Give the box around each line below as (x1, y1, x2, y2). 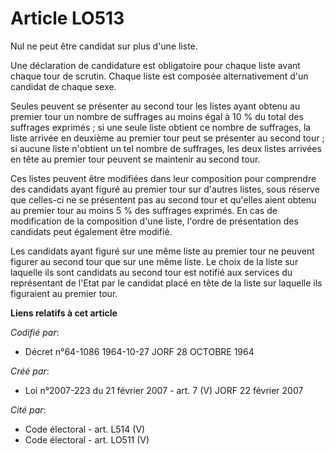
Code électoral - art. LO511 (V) (24, 433, 150, 446)
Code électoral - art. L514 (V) (24, 423, 146, 435)
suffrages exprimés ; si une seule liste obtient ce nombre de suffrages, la (10, 121, 312, 133)
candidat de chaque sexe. (10, 80, 117, 92)
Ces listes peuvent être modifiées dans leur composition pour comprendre (10, 172, 317, 184)
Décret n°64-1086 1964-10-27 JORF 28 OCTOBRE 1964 (24, 345, 255, 357)
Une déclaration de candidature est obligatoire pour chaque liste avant (10, 59, 301, 71)
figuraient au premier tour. (10, 287, 118, 299)
